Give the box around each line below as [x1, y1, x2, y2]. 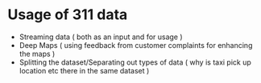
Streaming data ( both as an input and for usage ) [19, 32, 183, 41]
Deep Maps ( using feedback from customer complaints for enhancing [19, 40, 253, 49]
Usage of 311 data [7, 6, 128, 24]
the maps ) [19, 49, 56, 58]
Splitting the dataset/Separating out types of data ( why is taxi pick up [19, 57, 251, 67]
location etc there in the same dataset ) [19, 65, 150, 75]
